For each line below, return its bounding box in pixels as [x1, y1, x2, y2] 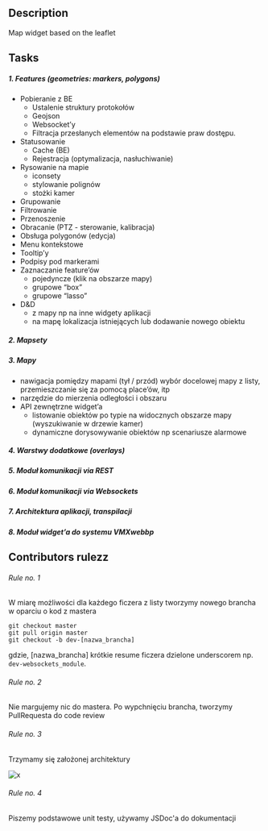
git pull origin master [8, 629, 89, 638]
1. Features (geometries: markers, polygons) [8, 73, 161, 83]
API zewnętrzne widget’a [19, 401, 103, 411]
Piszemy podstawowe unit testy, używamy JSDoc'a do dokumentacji [8, 813, 237, 823]
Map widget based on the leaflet [8, 27, 116, 37]
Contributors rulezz [8, 551, 109, 563]
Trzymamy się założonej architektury [8, 754, 130, 764]
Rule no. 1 [8, 572, 41, 583]
